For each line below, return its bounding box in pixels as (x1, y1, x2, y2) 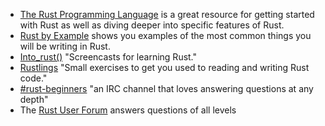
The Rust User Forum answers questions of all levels (19, 104, 237, 116)
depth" (19, 94, 49, 105)
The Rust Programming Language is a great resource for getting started (19, 9, 315, 20)
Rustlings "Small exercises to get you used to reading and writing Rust (19, 62, 310, 73)
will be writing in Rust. (19, 40, 111, 52)
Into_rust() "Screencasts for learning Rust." (19, 51, 198, 63)
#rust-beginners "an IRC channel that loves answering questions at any (19, 83, 314, 94)
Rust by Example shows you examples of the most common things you (19, 30, 312, 41)
